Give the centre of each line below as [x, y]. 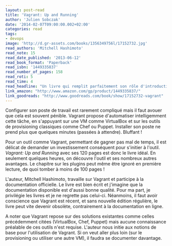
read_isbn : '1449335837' [32, 67]
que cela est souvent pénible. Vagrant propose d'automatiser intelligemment [86, 116]
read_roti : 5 [19, 77]
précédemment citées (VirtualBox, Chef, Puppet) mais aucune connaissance [86, 222]
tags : [11, 34]
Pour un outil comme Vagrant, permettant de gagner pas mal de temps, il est [86, 142]
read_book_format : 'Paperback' [39, 63]
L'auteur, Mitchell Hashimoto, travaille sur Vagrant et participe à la [75, 179]
